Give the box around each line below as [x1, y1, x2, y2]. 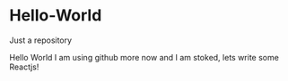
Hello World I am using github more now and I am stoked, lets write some [9, 52, 280, 62]
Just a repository [9, 35, 73, 45]
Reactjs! [9, 61, 39, 72]
